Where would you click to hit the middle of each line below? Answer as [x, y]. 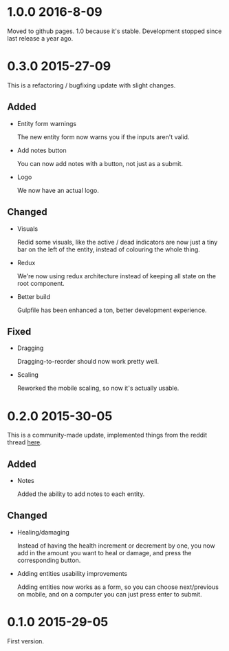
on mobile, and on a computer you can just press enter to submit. [109, 594]
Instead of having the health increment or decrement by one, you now [116, 546]
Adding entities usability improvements [72, 573]
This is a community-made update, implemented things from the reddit [107, 435]
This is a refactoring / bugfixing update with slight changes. [91, 85]
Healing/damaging [43, 532]
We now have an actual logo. [58, 190]
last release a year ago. [40, 38]
